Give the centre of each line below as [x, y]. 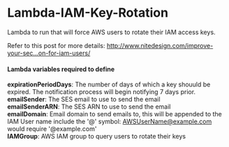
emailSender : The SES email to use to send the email [84, 100]
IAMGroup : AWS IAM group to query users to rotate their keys [97, 137]
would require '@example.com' [52, 129]
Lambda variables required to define [61, 69]
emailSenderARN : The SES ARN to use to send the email [89, 107]
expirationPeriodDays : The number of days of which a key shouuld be [109, 84]
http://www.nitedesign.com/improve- [160, 45]
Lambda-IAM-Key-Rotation [88, 13]
